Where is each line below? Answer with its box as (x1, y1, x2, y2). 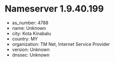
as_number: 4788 (12, 20, 49, 26)
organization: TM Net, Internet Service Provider (12, 41, 110, 47)
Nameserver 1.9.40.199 (5, 3, 104, 15)
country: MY (12, 36, 38, 42)
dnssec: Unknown (12, 51, 50, 58)
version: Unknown (12, 46, 50, 52)
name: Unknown (12, 25, 46, 31)
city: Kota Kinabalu (12, 30, 51, 36)
